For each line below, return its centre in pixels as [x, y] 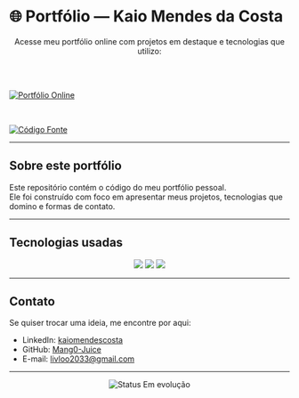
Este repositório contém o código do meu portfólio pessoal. [118, 187]
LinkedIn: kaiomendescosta [72, 340]
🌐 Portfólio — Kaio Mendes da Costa [146, 16]
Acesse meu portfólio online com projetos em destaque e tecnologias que [149, 41]
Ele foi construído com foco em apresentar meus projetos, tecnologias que [146, 197]
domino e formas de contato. [62, 206]
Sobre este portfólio [65, 166]
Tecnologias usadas [66, 243]
